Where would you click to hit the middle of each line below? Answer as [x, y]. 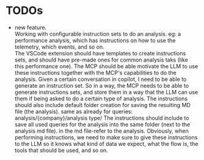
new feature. [31, 27]
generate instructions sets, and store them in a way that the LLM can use [106, 92]
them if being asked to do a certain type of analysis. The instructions [101, 99]
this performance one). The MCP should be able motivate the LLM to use [106, 66]
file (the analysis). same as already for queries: [73, 111]
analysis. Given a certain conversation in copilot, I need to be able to [100, 79]
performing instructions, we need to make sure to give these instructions [106, 137]
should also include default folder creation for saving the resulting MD [102, 105]
